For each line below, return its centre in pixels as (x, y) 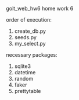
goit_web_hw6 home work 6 (40, 8)
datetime (25, 72)
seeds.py (25, 37)
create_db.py (30, 31)
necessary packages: (32, 55)
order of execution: (29, 20)
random (24, 79)
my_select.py (30, 44)
